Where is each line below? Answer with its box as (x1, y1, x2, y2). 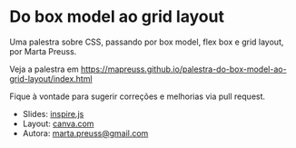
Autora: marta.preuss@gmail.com (22, 127, 149, 138)
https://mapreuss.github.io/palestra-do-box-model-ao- (80, 64, 288, 74)
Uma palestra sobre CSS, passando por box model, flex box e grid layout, (9, 36, 284, 47)
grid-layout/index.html (9, 73, 93, 84)
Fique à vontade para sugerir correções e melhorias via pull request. (9, 91, 266, 102)
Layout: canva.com (22, 118, 94, 129)
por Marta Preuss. (9, 45, 77, 56)
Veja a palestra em (9, 64, 79, 74)
